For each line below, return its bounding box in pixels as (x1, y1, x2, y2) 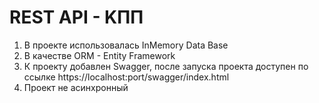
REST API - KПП (9, 6, 144, 29)
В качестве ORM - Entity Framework (23, 49, 176, 61)
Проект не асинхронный (23, 81, 129, 93)
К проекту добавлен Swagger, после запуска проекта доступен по (23, 60, 309, 72)
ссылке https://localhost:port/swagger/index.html (23, 71, 230, 83)
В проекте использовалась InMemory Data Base (23, 39, 229, 51)
